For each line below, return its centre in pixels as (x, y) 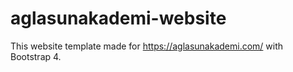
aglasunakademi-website (118, 18)
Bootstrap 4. (36, 56)
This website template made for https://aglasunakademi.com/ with (147, 46)
